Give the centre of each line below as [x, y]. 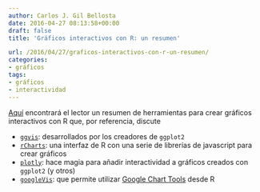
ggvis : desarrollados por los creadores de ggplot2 [102, 136]
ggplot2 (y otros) [48, 170]
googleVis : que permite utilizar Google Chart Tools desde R [117, 179]
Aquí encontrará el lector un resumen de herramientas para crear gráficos [130, 112]
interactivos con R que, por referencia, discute [85, 121]
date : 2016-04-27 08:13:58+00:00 [64, 23]
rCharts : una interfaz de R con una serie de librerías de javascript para [136, 145]
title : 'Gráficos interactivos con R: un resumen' [94, 38]
